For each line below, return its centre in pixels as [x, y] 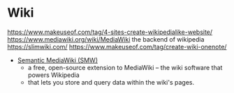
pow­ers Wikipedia [54, 75]
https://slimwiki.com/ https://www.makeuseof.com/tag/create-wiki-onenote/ [117, 46]
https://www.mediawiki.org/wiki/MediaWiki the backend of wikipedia [106, 39]
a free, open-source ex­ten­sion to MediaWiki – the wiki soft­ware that [125, 67]
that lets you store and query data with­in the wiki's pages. [111, 82]
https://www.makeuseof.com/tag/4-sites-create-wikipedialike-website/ [110, 32]
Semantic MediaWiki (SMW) [57, 60]
